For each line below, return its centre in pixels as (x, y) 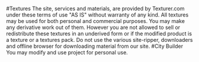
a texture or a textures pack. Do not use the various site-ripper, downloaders (99, 40)
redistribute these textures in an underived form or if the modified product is (99, 34)
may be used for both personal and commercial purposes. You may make (96, 21)
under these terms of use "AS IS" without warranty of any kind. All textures (97, 15)
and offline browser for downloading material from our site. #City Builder (95, 46)
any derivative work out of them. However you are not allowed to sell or (93, 27)
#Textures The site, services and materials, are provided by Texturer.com (95, 9)
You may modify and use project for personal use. (67, 52)
